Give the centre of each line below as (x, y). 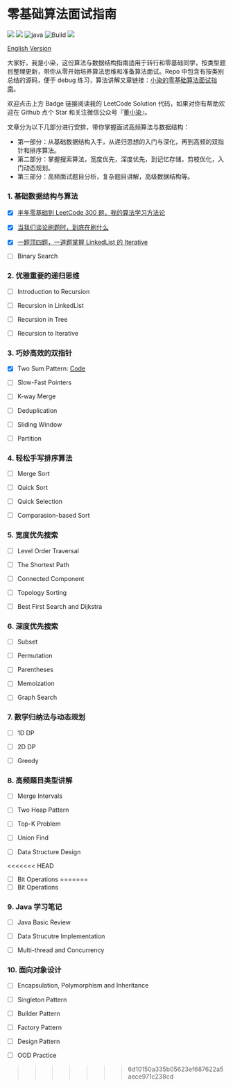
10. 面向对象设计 (34, 970)
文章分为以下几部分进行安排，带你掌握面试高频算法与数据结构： (98, 126)
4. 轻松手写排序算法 (40, 458)
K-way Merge (36, 396)
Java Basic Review (44, 922)
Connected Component (51, 578)
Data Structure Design (49, 851)
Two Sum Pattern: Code (51, 368)
